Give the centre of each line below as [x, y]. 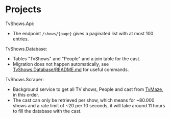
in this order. [26, 95]
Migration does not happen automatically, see [61, 64]
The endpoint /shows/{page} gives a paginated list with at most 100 [83, 33]
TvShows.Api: [20, 23]
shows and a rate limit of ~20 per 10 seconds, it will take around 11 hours [89, 105]
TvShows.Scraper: [25, 79]
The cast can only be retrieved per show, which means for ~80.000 [83, 100]
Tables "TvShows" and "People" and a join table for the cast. [77, 58]
